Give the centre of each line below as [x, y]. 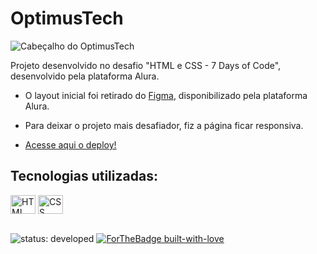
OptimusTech [67, 18]
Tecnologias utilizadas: [84, 176]
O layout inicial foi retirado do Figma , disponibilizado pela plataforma [166, 95]
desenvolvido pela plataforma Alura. [85, 76]
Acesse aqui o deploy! [70, 144]
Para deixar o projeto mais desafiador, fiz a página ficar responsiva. [164, 125]
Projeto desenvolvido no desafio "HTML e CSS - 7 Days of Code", [146, 65]
